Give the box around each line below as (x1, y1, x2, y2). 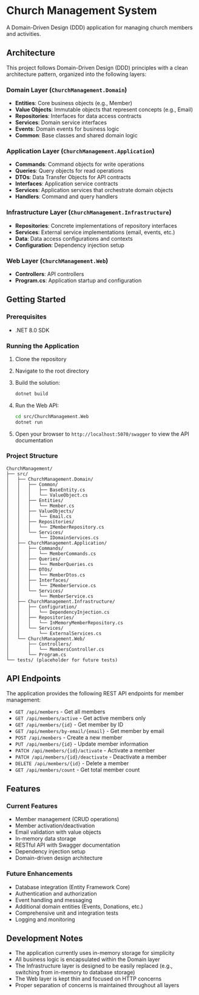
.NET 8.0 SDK (15, 326, 50, 334)
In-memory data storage (15, 835, 76, 842)
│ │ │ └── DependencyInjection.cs (6, 609, 110, 615)
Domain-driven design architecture (15, 855, 103, 862)
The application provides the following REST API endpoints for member (6, 689, 184, 697)
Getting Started (6, 294, 66, 305)
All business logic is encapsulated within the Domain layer (15, 955, 160, 963)
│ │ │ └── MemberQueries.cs (6, 561, 94, 567)
